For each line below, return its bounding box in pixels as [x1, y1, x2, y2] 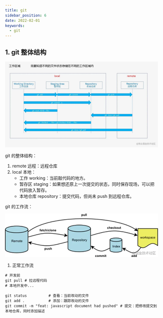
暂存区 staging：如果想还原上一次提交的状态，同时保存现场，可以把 [19, 181, 155, 187]
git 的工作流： [5, 204, 33, 209]
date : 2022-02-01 [5, 18, 40, 23]
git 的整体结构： [5, 153, 37, 159]
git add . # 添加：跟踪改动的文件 [5, 299, 89, 303]
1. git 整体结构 [5, 48, 47, 56]
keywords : [5, 23, 25, 28]
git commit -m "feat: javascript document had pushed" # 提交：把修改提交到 [5, 303, 157, 309]
